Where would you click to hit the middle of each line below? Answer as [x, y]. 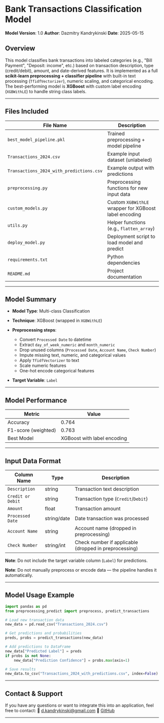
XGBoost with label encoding [94, 438]
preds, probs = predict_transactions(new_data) [54, 638]
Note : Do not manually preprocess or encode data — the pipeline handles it [81, 570]
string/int [55, 545]
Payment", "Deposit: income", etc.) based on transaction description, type [79, 65]
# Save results [20, 669]
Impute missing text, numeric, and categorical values [72, 355]
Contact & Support [34, 693]
